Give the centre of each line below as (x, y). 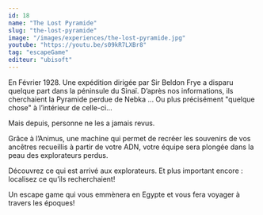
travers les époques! (42, 202)
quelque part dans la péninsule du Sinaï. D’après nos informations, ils (121, 90)
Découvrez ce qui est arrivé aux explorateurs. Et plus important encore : (126, 171)
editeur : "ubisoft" (40, 60)
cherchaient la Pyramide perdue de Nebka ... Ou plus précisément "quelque (131, 99)
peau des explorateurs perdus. (58, 155)
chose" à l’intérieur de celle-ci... (60, 107)
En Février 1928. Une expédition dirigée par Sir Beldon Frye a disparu (121, 82)
